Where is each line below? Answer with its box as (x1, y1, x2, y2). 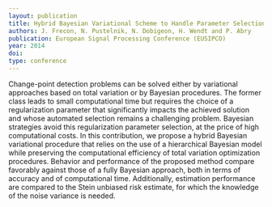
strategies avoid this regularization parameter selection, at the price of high (8, 122, 260, 132)
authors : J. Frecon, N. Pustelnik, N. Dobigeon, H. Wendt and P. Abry (8, 27, 252, 35)
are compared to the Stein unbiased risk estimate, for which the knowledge (8, 182, 259, 192)
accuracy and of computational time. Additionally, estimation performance (8, 173, 256, 183)
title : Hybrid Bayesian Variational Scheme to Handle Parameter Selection (8, 19, 266, 27)
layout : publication (8, 11, 79, 20)
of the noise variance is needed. (8, 191, 116, 201)
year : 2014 (8, 42, 45, 50)
